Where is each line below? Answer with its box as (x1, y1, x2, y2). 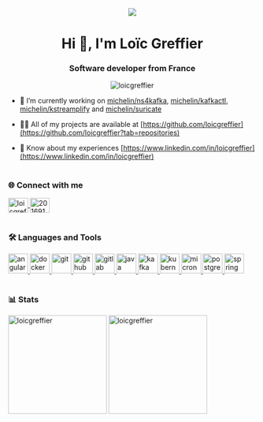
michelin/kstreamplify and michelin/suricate (19, 104, 162, 114)
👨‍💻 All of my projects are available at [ (19, 120, 143, 129)
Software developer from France (69, 63, 196, 74)
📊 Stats (8, 293, 39, 304)
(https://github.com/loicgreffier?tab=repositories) (19, 128, 180, 137)
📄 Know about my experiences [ (19, 144, 124, 153)
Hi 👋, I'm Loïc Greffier (61, 35, 203, 53)
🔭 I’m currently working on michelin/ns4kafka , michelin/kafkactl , (19, 96, 228, 106)
